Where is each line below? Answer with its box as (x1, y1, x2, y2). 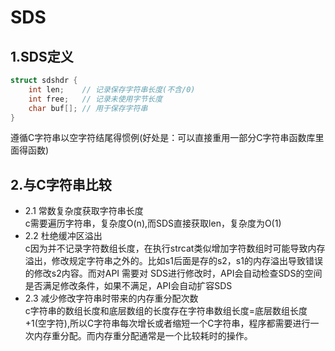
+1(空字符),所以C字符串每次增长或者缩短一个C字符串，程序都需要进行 (24, 317, 311, 330)
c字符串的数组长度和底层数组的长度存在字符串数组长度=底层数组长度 (24, 305, 308, 317)
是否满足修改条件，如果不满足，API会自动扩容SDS (24, 280, 233, 292)
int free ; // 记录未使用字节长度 (28, 94, 163, 104)
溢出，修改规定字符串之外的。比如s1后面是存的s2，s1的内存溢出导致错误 (24, 255, 323, 267)
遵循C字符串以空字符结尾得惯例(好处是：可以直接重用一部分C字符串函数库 (10, 132, 316, 144)
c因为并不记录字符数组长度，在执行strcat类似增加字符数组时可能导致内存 (24, 242, 326, 255)
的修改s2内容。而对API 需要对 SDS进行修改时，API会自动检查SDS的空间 (24, 267, 323, 280)
